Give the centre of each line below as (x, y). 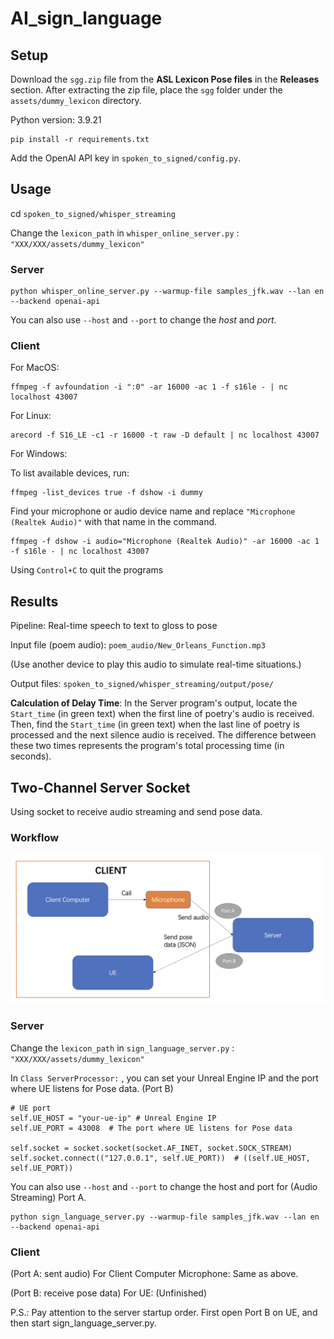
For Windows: (39, 454)
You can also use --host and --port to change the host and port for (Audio (164, 1186)
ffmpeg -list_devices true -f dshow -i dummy (106, 493)
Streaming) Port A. (48, 1197)
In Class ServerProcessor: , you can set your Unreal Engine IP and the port (164, 1078)
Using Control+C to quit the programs (87, 570)
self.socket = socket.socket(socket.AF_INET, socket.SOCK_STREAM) (151, 1148)
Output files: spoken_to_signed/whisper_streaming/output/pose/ (142, 684)
